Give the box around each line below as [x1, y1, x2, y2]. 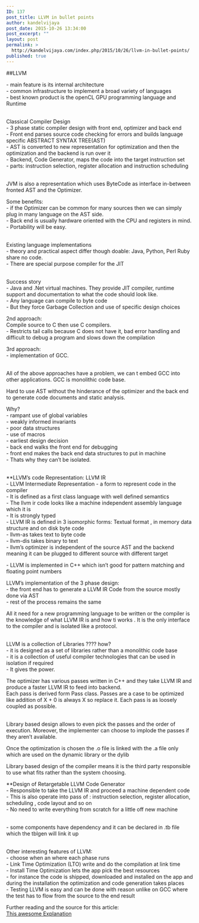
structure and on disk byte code [6, 524, 84, 532]
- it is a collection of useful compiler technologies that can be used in [6, 653, 176, 660]
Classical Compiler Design [6, 117, 71, 125]
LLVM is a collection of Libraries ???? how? [6, 640, 111, 647]
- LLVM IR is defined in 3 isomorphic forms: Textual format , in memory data [6, 518, 192, 525]
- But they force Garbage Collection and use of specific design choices [6, 303, 181, 310]
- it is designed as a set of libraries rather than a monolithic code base [6, 647, 178, 654]
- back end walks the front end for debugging [6, 443, 118, 450]
